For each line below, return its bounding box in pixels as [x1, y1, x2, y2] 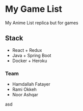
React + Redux [12, 47, 42, 53]
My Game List [5, 3, 62, 15]
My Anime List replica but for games [5, 20, 79, 26]
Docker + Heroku [12, 58, 48, 64]
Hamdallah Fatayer [12, 81, 51, 87]
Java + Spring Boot [12, 52, 52, 58]
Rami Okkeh [12, 86, 37, 92]
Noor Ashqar [12, 92, 38, 98]
